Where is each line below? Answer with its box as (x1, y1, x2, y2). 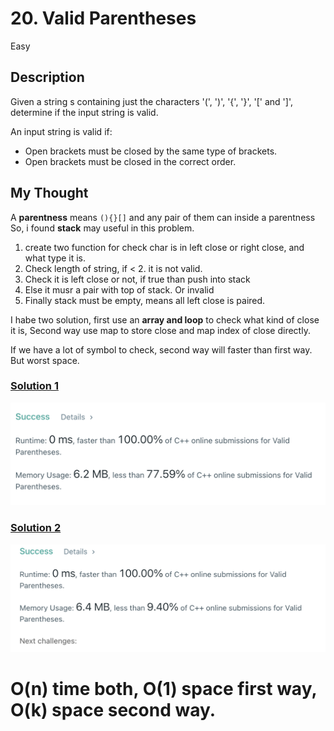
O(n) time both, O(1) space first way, (10, 678, 317, 701)
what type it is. (24, 252, 87, 264)
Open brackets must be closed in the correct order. (24, 155, 237, 167)
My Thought (10, 185, 89, 202)
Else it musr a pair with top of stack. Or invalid (24, 283, 215, 296)
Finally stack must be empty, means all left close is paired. (24, 294, 266, 306)
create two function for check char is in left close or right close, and (24, 241, 305, 253)
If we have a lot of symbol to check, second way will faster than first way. (10, 343, 313, 356)
